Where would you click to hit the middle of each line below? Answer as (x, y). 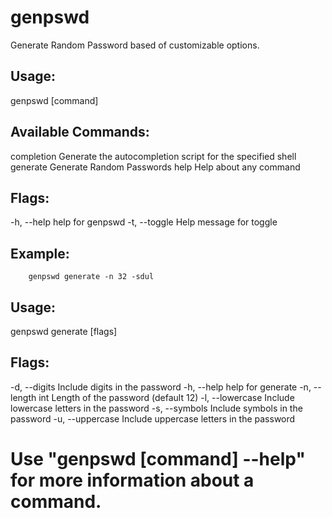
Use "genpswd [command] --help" (158, 459)
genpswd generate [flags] (64, 331)
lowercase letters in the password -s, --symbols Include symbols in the (156, 408)
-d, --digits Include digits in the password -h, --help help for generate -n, (161, 387)
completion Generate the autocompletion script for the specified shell (153, 156)
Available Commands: (80, 132)
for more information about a (132, 480)
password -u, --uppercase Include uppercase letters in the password (153, 418)
